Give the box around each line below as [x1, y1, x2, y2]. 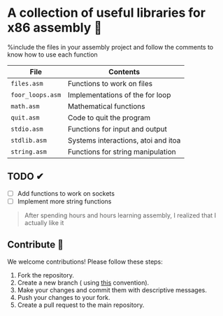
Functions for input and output [67, 124, 168, 134]
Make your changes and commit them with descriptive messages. [17, 285, 208, 294]
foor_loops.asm [10, 91, 62, 99]
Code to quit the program [67, 113, 151, 122]
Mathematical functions [67, 101, 145, 111]
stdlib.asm [10, 136, 47, 144]
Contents [108, 66, 141, 76]
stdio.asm [10, 124, 43, 133]
